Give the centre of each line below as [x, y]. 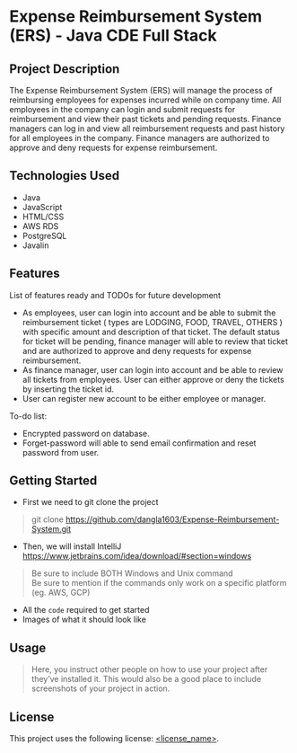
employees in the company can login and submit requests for [122, 109]
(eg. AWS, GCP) [61, 593]
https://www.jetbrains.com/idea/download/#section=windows [137, 556]
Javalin [35, 245]
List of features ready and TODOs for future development [115, 295]
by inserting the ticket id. [68, 389]
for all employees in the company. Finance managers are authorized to [140, 138]
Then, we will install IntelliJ [72, 546]
